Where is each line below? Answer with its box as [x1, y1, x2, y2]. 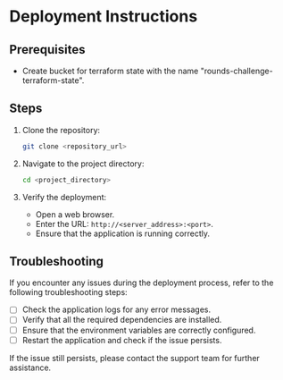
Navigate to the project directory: [21, 158, 145, 169]
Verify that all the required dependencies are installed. [21, 315, 222, 325]
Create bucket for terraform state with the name [21, 65, 199, 76]
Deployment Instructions [9, 6, 198, 27]
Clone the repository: [21, 124, 101, 135]
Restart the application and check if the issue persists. [21, 334, 222, 345]
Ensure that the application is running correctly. [35, 228, 211, 239]
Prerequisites [9, 42, 86, 57]
